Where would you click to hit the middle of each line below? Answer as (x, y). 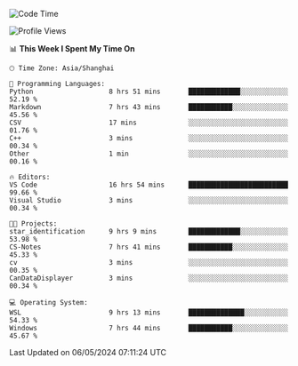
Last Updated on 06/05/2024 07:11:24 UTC (88, 352)
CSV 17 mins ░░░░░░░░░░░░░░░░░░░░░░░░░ (149, 123)
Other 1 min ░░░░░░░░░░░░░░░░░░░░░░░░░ (149, 154)
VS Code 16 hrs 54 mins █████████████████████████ (149, 185)
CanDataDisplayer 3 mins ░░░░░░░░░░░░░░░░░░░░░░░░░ (149, 278)
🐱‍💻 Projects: (33, 224)
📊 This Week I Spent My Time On (72, 48)
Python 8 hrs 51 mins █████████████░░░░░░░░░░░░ (149, 91)
